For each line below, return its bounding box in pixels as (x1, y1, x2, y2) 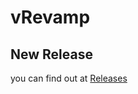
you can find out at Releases (10, 72, 128, 84)
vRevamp (10, 6, 91, 29)
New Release (10, 46, 93, 63)
